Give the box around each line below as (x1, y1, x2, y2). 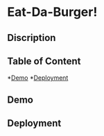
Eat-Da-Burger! (7, 4, 98, 20)
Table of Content (7, 55, 81, 67)
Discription (7, 32, 56, 44)
